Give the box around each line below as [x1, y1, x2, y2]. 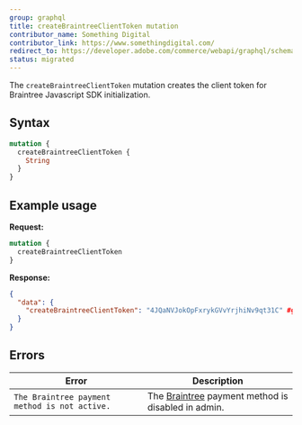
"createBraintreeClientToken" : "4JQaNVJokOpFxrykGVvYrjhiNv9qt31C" [25, 306, 283, 315]
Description [191, 375, 244, 387]
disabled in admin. [147, 401, 225, 413]
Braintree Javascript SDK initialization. [9, 89, 151, 100]
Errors [9, 348, 45, 363]
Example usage [9, 197, 97, 212]
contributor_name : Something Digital [9, 30, 151, 39]
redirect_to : [9, 47, 58, 56]
